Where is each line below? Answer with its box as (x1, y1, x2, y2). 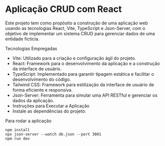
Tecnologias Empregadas (5, 45, 57, 51)
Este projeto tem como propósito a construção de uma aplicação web (5, 20, 148, 26)
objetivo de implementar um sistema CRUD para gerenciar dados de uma (5, 30, 156, 36)
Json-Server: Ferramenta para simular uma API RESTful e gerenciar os (12, 92, 158, 98)
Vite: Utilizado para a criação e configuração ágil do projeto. (12, 55, 136, 61)
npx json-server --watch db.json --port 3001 (5, 132, 101, 137)
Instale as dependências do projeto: (12, 108, 86, 114)
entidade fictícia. (5, 36, 40, 42)
